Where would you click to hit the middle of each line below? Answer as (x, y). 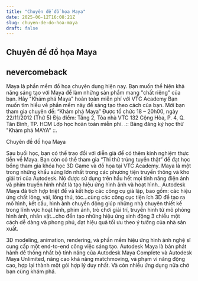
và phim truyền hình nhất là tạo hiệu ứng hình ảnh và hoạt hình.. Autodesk (96, 185)
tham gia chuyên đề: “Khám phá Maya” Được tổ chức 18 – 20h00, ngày (92, 112)
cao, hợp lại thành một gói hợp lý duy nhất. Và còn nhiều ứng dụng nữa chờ (98, 265)
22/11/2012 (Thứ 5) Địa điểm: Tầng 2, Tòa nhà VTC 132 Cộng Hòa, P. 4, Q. (95, 118)
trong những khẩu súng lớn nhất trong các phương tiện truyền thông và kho (98, 172)
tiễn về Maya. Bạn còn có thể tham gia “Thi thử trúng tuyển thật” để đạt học (98, 160)
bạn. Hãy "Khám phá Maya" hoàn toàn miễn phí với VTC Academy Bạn (92, 99)
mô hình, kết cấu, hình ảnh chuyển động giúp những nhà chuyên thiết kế (94, 204)
